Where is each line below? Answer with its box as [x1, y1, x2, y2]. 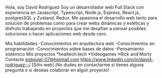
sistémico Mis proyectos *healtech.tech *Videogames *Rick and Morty [5, 51, 152, 57]
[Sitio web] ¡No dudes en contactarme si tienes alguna [31, 62, 144, 67]
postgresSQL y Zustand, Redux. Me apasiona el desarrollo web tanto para [5, 15, 157, 20]
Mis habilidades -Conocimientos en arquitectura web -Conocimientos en [5, 40, 155, 46]
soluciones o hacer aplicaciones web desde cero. [5, 31, 107, 36]
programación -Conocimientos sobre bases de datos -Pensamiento [5, 46, 144, 51]
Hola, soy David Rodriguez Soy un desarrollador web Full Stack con [5, 4, 144, 10]
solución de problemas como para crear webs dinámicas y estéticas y [5, 20, 149, 26]
